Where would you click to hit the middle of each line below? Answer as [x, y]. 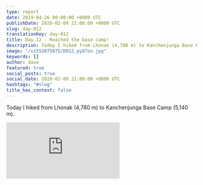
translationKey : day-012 [37, 34]
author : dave [23, 62]
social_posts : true [31, 74]
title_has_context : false [39, 90]
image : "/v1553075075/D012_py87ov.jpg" [56, 51]
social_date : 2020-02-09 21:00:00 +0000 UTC [63, 79]
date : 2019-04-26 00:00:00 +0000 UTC [54, 17]
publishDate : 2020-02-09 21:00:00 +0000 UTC [63, 23]
